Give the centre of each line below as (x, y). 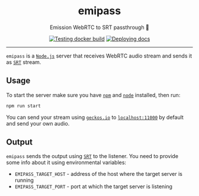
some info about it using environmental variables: (66, 163)
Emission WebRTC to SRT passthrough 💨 (99, 27)
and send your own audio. (38, 123)
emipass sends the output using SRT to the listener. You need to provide (92, 156)
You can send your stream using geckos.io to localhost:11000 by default (95, 117)
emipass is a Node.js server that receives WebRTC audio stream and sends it (99, 56)
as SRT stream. (24, 62)
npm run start (24, 106)
